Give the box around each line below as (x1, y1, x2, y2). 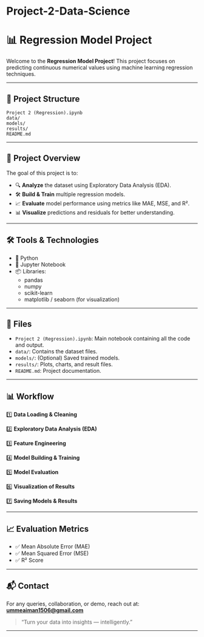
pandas (24, 276, 44, 284)
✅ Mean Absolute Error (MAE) (15, 543, 90, 550)
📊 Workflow (6, 391, 55, 401)
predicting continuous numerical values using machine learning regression (6, 64, 193, 71)
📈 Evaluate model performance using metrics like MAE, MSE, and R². (15, 199, 190, 207)
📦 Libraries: (15, 267, 47, 274)
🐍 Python (15, 254, 38, 262)
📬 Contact (6, 581, 49, 591)
